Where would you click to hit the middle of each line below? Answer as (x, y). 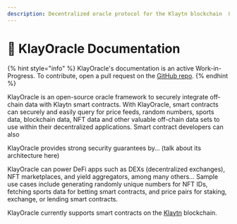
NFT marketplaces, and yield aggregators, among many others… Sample (113, 176)
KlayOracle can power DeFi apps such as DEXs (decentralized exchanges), (116, 169)
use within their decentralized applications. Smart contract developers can (115, 127)
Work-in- (208, 68)
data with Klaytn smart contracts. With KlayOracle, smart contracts (121, 104)
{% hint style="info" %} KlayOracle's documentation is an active (101, 68)
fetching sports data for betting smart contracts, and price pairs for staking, (117, 192)
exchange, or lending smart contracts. (63, 199)
